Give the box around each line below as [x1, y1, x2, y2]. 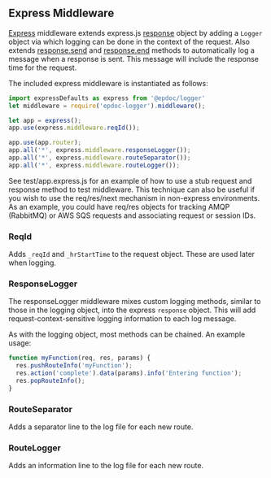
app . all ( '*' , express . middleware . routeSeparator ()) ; [8, 154, 191, 162]
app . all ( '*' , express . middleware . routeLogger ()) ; [8, 161, 181, 169]
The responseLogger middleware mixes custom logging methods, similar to [8, 297, 261, 306]
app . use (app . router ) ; [8, 138, 82, 147]
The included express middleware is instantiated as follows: [8, 78, 209, 88]
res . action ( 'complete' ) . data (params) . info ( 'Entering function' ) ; [15, 369, 243, 377]
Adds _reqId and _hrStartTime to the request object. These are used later [8, 250, 255, 259]
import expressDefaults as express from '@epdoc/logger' [8, 93, 206, 102]
